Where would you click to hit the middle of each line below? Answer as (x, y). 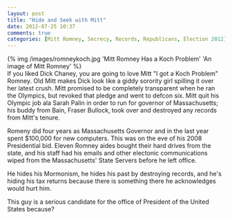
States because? (31, 209)
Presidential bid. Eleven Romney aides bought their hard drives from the (109, 146)
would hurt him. (29, 189)
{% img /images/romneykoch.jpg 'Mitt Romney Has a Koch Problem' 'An (109, 59)
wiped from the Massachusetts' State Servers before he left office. (102, 160)
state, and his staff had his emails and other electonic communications (108, 153)
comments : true (29, 33)
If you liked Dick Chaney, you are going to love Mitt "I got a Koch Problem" (113, 74)
